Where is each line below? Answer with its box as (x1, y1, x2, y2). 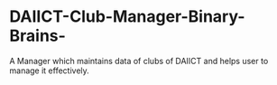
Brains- (9, 25, 66, 46)
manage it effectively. (9, 65, 90, 76)
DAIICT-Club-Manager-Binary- (9, 6, 245, 27)
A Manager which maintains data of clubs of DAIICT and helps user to (9, 55, 269, 66)
